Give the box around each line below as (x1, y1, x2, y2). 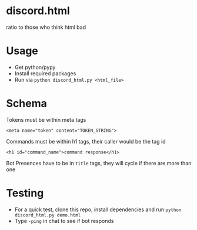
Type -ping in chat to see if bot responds (14, 217, 114, 224)
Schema (6, 97, 47, 110)
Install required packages (14, 69, 76, 77)
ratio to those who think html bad (6, 24, 86, 31)
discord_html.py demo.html (14, 212, 81, 218)
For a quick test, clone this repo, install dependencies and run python (14, 206, 182, 213)
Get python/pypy (14, 64, 56, 71)
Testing (6, 186, 44, 199)
